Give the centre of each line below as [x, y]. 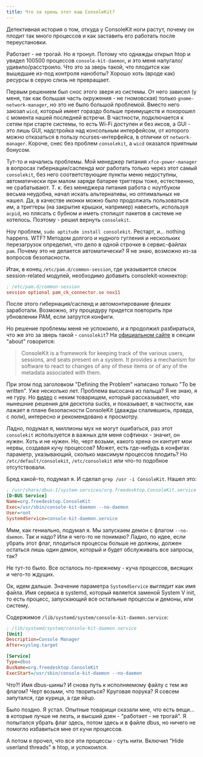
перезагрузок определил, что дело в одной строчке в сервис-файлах [97, 244]
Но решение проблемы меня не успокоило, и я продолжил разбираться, [101, 328]
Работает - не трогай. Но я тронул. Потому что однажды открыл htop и [98, 54]
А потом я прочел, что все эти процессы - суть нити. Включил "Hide [95, 741]
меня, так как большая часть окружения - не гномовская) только [92, 98]
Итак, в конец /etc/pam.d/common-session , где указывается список [92, 269]
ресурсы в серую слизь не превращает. [58, 80]
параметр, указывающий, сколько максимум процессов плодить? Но [97, 454]
